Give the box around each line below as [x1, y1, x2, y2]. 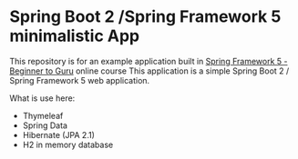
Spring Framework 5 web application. [9, 75, 150, 85]
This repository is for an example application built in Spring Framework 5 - [9, 55, 288, 66]
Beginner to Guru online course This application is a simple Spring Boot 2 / [9, 65, 290, 76]
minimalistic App [9, 25, 139, 46]
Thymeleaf [22, 110, 64, 121]
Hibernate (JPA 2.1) [22, 129, 96, 140]
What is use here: [9, 93, 76, 104]
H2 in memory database [22, 139, 114, 150]
